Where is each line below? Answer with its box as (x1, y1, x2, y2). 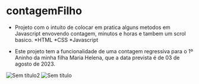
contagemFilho (6, 4, 82, 18)
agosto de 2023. (14, 60, 55, 67)
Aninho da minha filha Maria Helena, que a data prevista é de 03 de (14, 54, 180, 61)
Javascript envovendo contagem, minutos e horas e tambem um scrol (14, 30, 186, 37)
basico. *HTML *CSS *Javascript (14, 36, 99, 43)
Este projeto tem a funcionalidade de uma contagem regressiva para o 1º (14, 47, 193, 54)
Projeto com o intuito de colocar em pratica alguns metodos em (14, 24, 170, 31)
